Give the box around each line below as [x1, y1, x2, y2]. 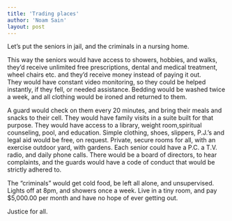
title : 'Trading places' [7, 10, 79, 17]
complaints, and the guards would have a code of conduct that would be [7, 158, 215, 167]
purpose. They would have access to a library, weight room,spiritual [7, 121, 202, 130]
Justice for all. [7, 207, 48, 216]
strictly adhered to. [7, 165, 62, 174]
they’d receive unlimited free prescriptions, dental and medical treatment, [7, 63, 218, 72]
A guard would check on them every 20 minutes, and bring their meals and [7, 106, 222, 115]
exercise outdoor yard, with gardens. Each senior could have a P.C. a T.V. [7, 144, 217, 152]
